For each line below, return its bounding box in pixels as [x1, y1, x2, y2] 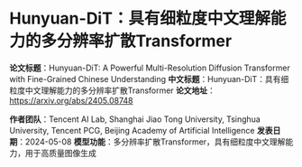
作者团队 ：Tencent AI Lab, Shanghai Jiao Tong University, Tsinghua [9, 114, 261, 125]
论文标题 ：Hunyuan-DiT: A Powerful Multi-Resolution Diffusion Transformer [9, 62, 290, 73]
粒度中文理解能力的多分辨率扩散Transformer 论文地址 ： [9, 85, 216, 96]
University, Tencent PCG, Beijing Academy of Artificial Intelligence [9, 125, 255, 135]
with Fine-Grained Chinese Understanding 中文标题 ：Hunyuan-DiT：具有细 [9, 73, 289, 84]
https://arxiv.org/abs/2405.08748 [9, 95, 133, 106]
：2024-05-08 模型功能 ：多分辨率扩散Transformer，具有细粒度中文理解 [17, 136, 286, 147]
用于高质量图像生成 [24, 147, 96, 158]
